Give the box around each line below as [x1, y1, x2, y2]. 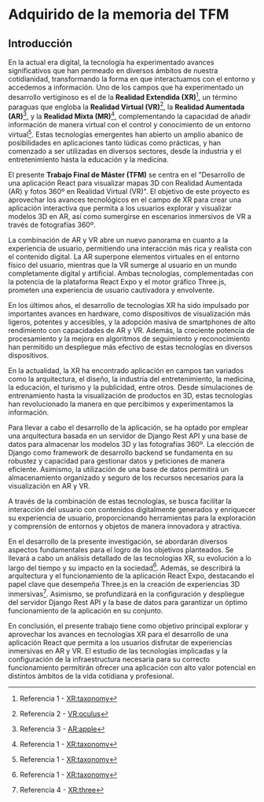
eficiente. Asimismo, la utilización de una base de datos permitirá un [8, 464, 229, 474]
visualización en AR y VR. [8, 481, 90, 490]
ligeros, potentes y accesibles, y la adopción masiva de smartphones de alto [8, 317, 256, 327]
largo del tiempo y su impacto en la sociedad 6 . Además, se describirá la [8, 562, 241, 573]
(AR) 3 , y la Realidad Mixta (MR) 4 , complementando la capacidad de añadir [8, 110, 251, 121]
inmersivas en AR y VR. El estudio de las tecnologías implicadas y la [8, 646, 228, 655]
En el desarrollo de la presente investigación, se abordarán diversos [8, 536, 228, 546]
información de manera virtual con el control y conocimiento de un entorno [8, 119, 251, 129]
